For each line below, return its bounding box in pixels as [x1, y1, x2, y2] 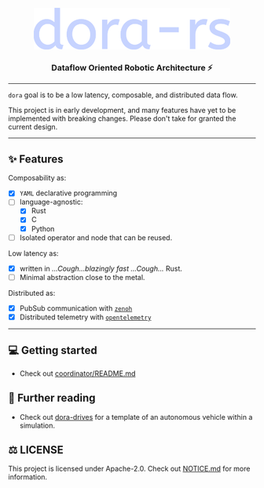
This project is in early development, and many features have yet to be [8, 106, 236, 115]
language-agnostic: [19, 197, 83, 207]
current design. [8, 122, 58, 132]
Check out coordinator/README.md [19, 369, 136, 378]
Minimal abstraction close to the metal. [19, 272, 145, 282]
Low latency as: [8, 248, 59, 258]
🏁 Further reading [8, 391, 96, 405]
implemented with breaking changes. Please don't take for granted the [8, 114, 236, 123]
